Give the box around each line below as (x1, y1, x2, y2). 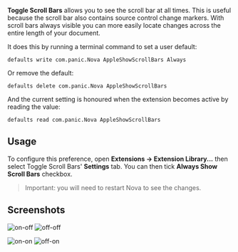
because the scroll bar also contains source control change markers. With (7, 14, 224, 22)
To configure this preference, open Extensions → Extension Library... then (7, 154, 228, 163)
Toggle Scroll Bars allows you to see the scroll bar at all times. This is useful (7, 6, 232, 14)
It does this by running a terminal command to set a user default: (7, 43, 197, 51)
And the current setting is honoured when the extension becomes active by (7, 95, 229, 103)
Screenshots (7, 204, 66, 216)
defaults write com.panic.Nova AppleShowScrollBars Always (7, 56, 187, 63)
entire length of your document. (7, 28, 101, 37)
